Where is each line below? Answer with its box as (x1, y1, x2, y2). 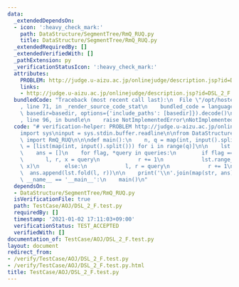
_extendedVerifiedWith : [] (14, 51, 94, 58)
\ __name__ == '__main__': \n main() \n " (20, 176, 148, 183)
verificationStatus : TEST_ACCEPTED (14, 222, 119, 229)
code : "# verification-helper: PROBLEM (14, 122, 132, 130)
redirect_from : (7, 249, 53, 256)
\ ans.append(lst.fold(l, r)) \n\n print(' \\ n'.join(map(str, (20, 169, 218, 177)
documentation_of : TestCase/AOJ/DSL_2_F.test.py (7, 236, 154, 243)
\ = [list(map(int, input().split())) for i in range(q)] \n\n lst (20, 143, 231, 150)
